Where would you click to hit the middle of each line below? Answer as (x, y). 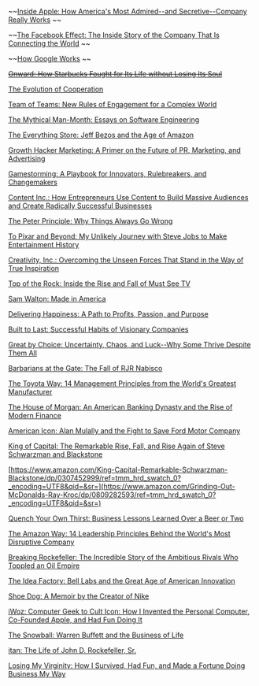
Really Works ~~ (35, 20)
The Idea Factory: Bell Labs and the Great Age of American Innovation (122, 581)
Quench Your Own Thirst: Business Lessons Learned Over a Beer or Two (126, 518)
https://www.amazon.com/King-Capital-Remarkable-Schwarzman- (119, 469)
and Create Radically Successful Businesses (80, 206)
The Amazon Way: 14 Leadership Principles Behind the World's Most (119, 534)
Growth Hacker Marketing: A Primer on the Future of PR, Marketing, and (125, 150)
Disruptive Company (41, 542)
